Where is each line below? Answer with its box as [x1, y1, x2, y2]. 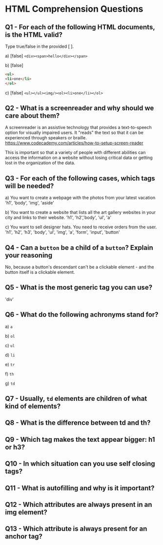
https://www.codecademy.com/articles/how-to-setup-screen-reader [5, 140, 143, 146]
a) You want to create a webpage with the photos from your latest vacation [5, 195, 155, 201]
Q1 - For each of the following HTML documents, [5, 23, 155, 31]
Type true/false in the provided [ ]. [5, 44, 74, 49]
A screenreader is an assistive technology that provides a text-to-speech [5, 125, 152, 131]
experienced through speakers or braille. [5, 135, 87, 141]
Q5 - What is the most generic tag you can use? [5, 283, 153, 292]
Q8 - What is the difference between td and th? [5, 419, 151, 427]
